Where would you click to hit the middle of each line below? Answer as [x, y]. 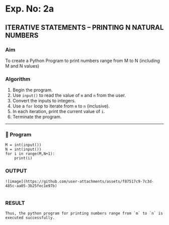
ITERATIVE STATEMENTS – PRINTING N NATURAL [84, 27]
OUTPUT [16, 171]
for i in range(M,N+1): [30, 154]
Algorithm [18, 79]
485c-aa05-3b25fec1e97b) [31, 186]
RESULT [15, 203]
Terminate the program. [37, 117]
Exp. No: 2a [30, 9]
